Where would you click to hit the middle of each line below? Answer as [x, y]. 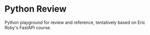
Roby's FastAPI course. [28, 27]
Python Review [36, 9]
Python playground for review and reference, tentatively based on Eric [75, 22]
